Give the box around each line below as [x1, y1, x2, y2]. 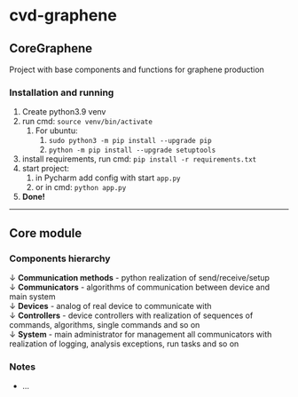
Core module [9, 226, 82, 241]
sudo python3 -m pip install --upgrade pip [48, 137, 212, 146]
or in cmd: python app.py [35, 182, 127, 193]
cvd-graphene [9, 5, 117, 26]
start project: [21, 163, 69, 174]
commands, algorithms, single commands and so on [9, 319, 200, 330]
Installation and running [9, 86, 114, 99]
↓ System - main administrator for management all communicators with [9, 329, 272, 339]
